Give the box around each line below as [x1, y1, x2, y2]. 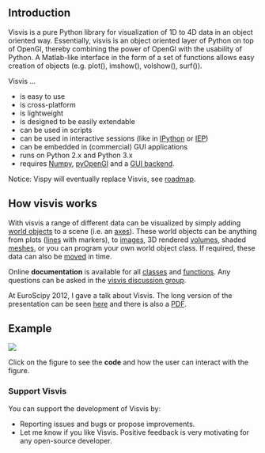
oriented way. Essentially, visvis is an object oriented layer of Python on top [8, 36, 255, 45]
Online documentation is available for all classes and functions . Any [8, 266, 231, 276]
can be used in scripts [19, 125, 93, 134]
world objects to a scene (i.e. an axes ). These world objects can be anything [8, 226, 257, 236]
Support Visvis [8, 386, 67, 397]
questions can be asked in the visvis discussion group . [8, 275, 187, 285]
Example [8, 322, 52, 335]
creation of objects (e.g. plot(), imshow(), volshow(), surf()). [8, 61, 203, 70]
